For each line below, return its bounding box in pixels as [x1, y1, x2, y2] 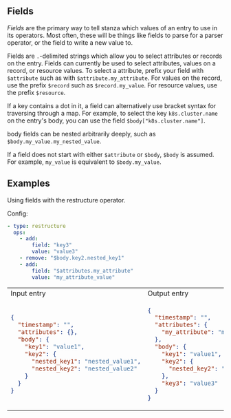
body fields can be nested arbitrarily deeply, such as [7, 129, 156, 138]
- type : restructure [7, 222, 67, 229]
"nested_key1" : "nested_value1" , [32, 357, 141, 366]
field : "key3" [32, 242, 72, 249]
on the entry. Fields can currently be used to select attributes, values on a [7, 59, 217, 67]
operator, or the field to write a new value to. [7, 38, 133, 47]
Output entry [147, 289, 189, 298]
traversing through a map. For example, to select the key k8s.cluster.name [7, 109, 218, 117]
